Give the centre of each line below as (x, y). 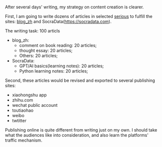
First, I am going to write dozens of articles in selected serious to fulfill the (79, 16)
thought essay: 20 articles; (46, 51)
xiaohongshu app (29, 95)
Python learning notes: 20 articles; (53, 71)
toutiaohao (23, 110)
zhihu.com (22, 100)
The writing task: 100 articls (33, 31)
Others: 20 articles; (38, 56)
